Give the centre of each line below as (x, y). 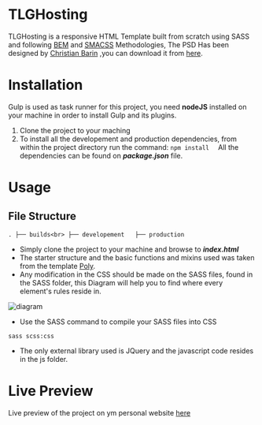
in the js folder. (44, 359)
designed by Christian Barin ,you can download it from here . (105, 53)
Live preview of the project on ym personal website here (100, 412)
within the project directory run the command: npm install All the (129, 147)
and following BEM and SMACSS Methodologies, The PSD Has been (119, 44)
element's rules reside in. (61, 291)
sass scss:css (31, 336)
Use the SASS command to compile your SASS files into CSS (118, 322)
